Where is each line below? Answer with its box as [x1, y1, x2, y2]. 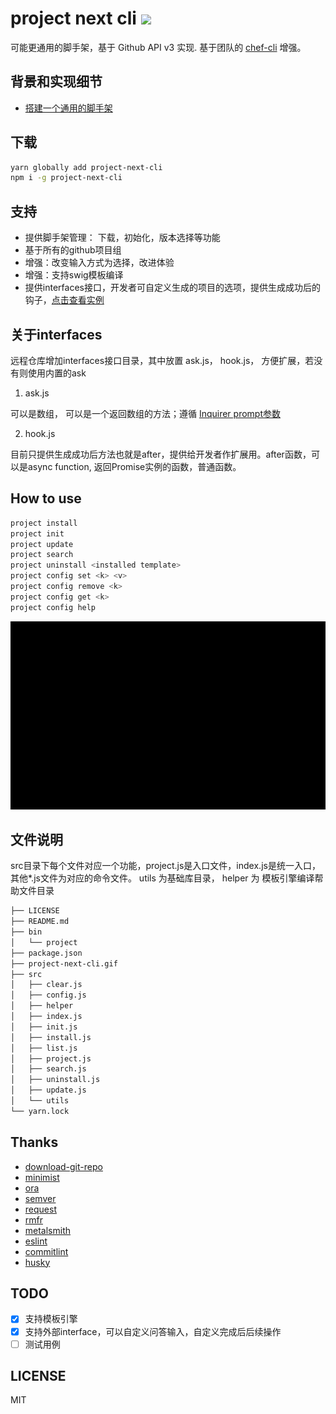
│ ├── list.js [10, 1043, 78, 1053]
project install [10, 518, 78, 528]
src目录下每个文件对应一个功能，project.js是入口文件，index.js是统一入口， [10, 860, 321, 872]
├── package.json [10, 948, 83, 958]
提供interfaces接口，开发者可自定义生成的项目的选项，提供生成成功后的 [24, 282, 321, 294]
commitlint [24, 1245, 69, 1257]
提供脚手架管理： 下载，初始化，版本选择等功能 [24, 232, 221, 244]
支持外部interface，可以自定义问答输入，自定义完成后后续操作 [24, 1325, 282, 1337]
